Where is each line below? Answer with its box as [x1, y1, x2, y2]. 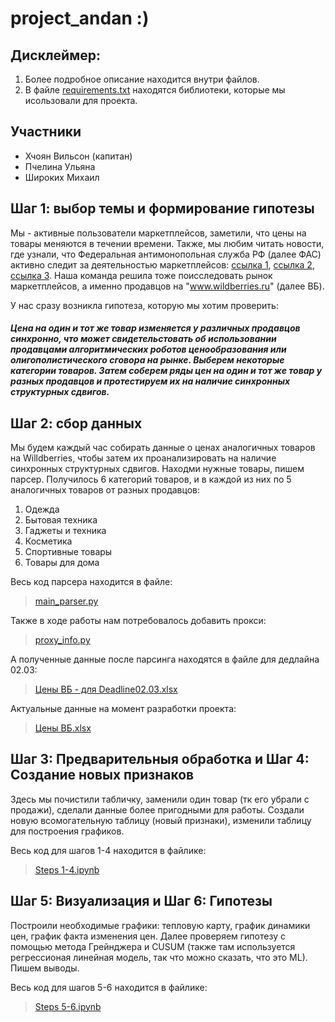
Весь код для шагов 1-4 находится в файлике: [10, 844, 207, 856]
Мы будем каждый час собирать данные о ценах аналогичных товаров [10, 442, 316, 454]
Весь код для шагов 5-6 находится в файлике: [10, 981, 208, 993]
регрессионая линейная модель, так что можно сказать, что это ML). [10, 951, 308, 963]
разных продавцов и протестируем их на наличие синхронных [10, 375, 291, 387]
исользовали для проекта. [24, 95, 138, 106]
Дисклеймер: [10, 47, 101, 64]
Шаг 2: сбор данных [10, 415, 143, 432]
